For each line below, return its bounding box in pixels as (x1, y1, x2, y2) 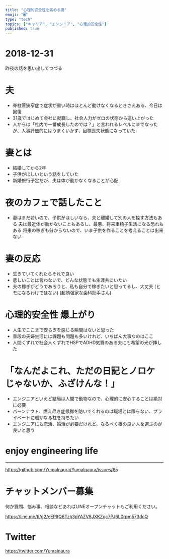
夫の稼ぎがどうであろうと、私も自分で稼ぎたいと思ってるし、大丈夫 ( (12, 283, 156, 289)
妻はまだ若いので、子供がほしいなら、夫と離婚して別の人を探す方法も (12, 214, 158, 220)
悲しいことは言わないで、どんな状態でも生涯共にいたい (12, 277, 127, 283)
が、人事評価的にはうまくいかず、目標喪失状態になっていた (12, 128, 136, 134)
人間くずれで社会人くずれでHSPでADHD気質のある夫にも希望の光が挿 (12, 339, 157, 346)
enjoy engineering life (5, 445, 99, 457)
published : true (5, 26, 39, 31)
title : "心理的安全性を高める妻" (5, 7, 67, 13)
